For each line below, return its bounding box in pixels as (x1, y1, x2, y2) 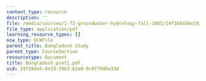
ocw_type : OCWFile (6, 37, 53, 43)
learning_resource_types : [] (6, 32, 81, 38)
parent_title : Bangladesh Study (6, 43, 89, 49)
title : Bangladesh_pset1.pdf (6, 60, 81, 66)
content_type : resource (6, 9, 67, 15)
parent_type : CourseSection (6, 49, 78, 55)
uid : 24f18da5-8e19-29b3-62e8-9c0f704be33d (6, 65, 120, 72)
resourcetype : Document (6, 54, 67, 60)
